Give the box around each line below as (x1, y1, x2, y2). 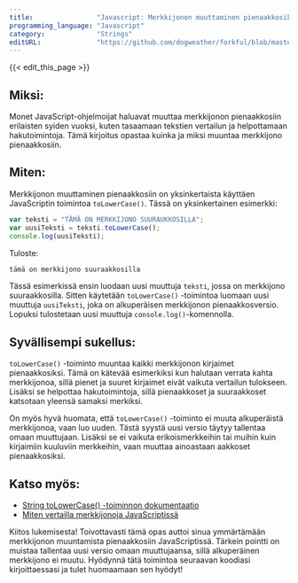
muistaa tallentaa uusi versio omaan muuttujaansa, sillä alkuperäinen (9, 546, 260, 556)
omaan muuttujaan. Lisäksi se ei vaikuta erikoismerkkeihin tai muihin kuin (9, 431, 277, 443)
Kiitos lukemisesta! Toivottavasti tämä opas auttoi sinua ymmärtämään (9, 526, 266, 537)
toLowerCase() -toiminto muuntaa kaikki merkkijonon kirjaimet (9, 358, 234, 369)
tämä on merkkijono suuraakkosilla (9, 265, 141, 274)
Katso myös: (9, 476, 81, 492)
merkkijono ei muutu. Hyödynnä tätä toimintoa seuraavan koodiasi (9, 555, 251, 565)
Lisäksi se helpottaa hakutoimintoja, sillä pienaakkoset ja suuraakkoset (9, 386, 267, 397)
